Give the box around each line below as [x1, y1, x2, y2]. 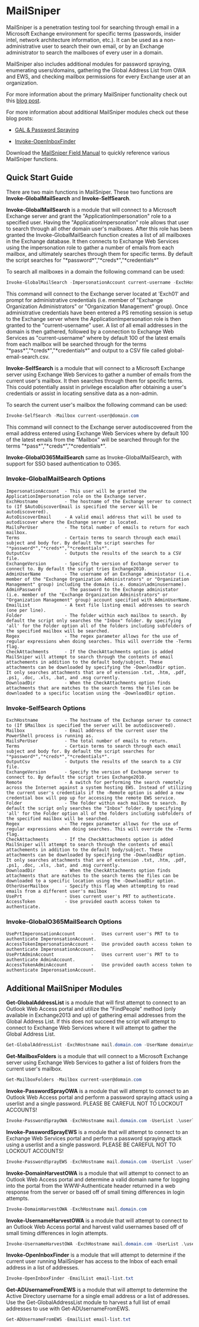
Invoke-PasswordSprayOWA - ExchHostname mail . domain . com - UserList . [6, 1117, 179, 1123]
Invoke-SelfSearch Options [6, 703, 86, 712]
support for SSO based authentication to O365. [6, 460, 121, 467]
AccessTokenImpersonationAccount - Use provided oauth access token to [6, 942, 192, 947]
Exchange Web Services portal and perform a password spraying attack [6, 1135, 182, 1142]
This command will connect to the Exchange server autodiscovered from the [6, 423, 193, 430]
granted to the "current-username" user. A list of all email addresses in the [6, 322, 188, 329]
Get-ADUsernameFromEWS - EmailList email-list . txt [6, 1316, 131, 1323]
